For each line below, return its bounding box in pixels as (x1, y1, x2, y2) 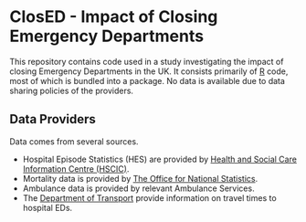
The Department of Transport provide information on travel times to (22, 192, 277, 203)
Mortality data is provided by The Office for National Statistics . (22, 173, 259, 184)
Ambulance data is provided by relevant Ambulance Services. (22, 183, 255, 194)
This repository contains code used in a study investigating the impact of (9, 56, 284, 67)
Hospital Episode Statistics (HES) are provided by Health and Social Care (22, 153, 297, 164)
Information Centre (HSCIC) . (22, 163, 130, 174)
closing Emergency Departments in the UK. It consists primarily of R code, (9, 66, 289, 77)
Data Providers (9, 111, 96, 127)
